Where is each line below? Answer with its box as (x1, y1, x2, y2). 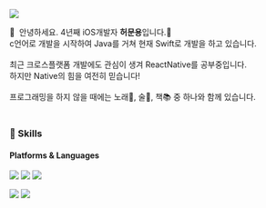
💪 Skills (9, 127, 43, 140)
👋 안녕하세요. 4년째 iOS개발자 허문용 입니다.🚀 (9, 27, 172, 37)
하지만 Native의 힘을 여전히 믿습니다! (9, 71, 141, 81)
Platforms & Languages (9, 150, 100, 161)
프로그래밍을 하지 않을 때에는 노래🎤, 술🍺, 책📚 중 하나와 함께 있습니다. (9, 92, 257, 102)
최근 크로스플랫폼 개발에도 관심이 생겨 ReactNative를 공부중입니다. (9, 59, 248, 70)
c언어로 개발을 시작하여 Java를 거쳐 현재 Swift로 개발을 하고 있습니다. (9, 38, 257, 49)
